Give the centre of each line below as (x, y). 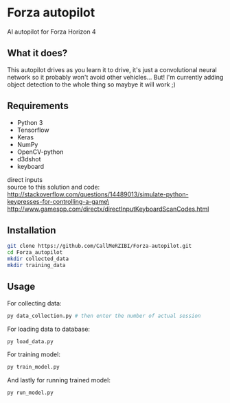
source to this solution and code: (54, 187)
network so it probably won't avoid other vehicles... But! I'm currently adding (115, 77)
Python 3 (30, 122)
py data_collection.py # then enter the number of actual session (104, 316)
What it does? (37, 53)
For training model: (34, 354)
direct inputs (25, 179)
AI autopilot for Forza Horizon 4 (51, 32)
